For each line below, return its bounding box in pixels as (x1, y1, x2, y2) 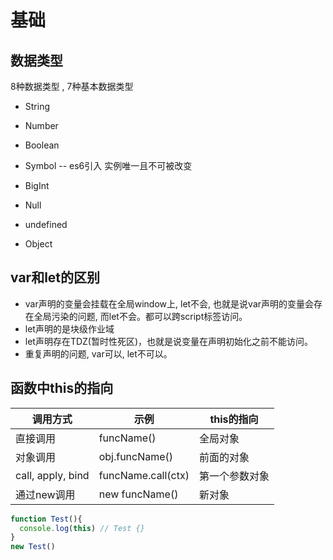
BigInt (24, 180, 50, 191)
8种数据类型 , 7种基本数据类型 (10, 81, 134, 92)
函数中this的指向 (10, 380, 114, 397)
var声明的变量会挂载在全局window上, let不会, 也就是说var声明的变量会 (24, 297, 315, 310)
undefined (24, 219, 68, 230)
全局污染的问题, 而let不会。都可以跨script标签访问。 (33, 310, 248, 322)
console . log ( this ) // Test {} (19, 523, 145, 533)
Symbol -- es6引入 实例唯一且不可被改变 (24, 160, 193, 171)
